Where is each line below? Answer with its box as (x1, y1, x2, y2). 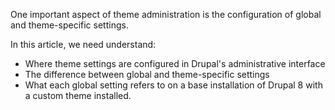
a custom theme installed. (24, 90, 132, 101)
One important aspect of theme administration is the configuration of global (10, 9, 322, 20)
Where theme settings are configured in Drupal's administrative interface (24, 58, 326, 69)
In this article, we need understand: (10, 39, 157, 50)
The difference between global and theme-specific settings (24, 69, 270, 80)
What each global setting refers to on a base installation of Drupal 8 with (24, 79, 323, 91)
